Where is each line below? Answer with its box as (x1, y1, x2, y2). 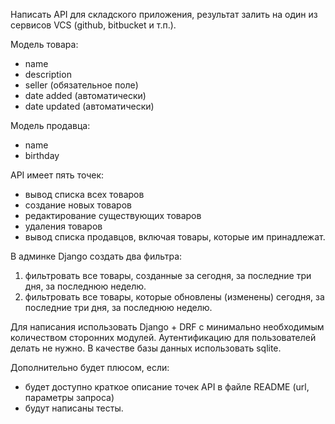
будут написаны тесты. (24, 402, 124, 414)
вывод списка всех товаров (24, 189, 145, 200)
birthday (24, 150, 60, 161)
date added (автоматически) (24, 90, 147, 101)
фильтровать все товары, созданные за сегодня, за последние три (24, 270, 312, 281)
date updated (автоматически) (24, 100, 155, 112)
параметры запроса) (24, 392, 115, 403)
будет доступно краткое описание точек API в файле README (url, (24, 381, 310, 393)
